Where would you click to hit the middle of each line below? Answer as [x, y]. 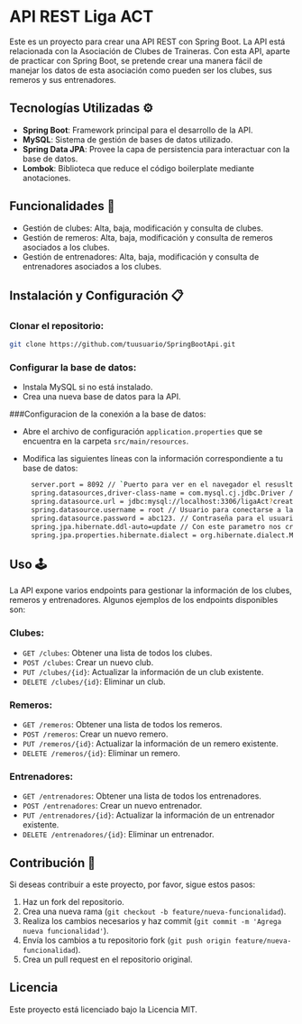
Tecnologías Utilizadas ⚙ [81, 109]
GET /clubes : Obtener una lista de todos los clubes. [117, 653]
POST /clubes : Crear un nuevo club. [88, 662]
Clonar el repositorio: [57, 325]
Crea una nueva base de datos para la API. [102, 397]
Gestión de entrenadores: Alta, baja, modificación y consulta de [141, 256]
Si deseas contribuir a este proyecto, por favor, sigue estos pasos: [132, 884]
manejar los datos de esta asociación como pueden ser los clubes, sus [141, 70]
